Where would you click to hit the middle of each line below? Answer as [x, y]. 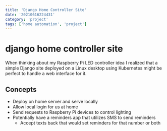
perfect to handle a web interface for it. [46, 74]
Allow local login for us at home [45, 107]
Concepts [21, 89]
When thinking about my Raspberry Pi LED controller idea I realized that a [81, 63]
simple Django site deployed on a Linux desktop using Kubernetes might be [84, 68]
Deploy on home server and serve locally [55, 102]
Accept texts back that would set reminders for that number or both [90, 123]
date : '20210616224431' [30, 15]
